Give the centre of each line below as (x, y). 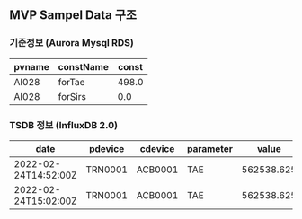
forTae (71, 82)
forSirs (72, 96)
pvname (31, 66)
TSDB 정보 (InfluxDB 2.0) (64, 125)
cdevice (157, 148)
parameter (210, 148)
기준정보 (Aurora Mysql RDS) (72, 43)
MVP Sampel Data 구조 (73, 15)
